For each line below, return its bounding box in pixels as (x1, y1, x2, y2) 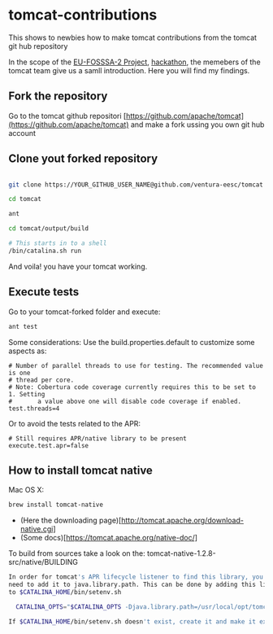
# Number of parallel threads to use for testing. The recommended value (8, 361, 264, 369)
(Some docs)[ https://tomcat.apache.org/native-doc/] (19, 533, 197, 543)
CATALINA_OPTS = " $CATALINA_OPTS (15, 602, 122, 611)
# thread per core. (8, 376, 75, 384)
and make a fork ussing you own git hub (130, 120, 265, 129)
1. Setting (8, 390, 45, 398)
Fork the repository (8, 90, 108, 103)
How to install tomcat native (8, 463, 153, 477)
